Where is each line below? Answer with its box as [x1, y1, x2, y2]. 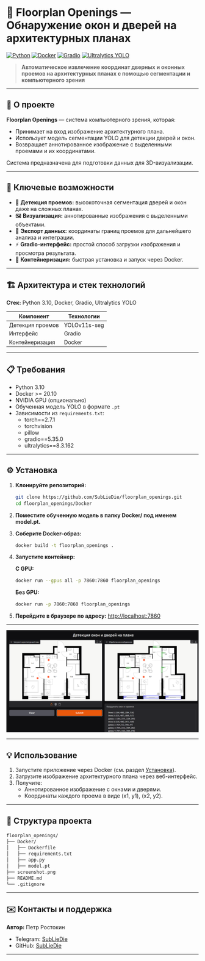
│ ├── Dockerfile [6, 845, 56, 851]
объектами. [15, 221, 46, 228]
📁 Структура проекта [6, 815, 92, 826]
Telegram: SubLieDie [15, 935, 68, 943]
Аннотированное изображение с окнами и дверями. [24, 786, 162, 793]
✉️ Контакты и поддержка [6, 904, 112, 915]
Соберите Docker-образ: [15, 530, 82, 537]
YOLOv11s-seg [63, 321, 104, 329]
